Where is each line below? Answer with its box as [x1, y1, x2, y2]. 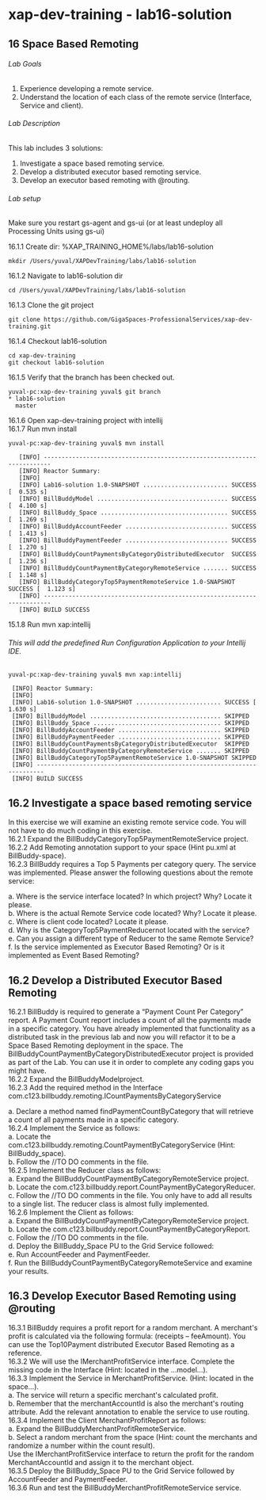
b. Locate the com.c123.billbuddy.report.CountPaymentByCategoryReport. [8, 1224, 251, 1234]
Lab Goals [8, 59, 42, 69]
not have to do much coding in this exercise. [8, 826, 153, 835]
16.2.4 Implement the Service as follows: [8, 1124, 140, 1133]
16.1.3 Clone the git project [8, 300, 94, 310]
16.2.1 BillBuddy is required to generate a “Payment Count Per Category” [8, 1007, 244, 1017]
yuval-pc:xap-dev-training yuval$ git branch [8, 388, 161, 396]
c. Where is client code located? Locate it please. [8, 917, 169, 926]
